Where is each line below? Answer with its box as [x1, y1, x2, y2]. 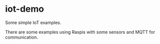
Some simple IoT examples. [5, 20, 62, 25]
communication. [5, 34, 38, 40]
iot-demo [5, 3, 44, 15]
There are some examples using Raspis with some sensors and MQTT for [5, 29, 156, 35]
